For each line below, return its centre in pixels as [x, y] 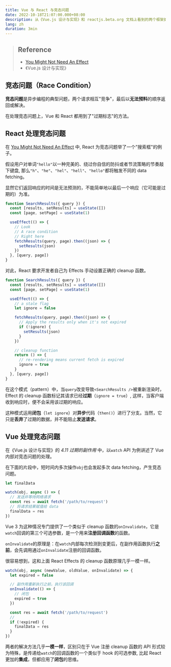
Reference [35, 50]
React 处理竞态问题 [36, 134]
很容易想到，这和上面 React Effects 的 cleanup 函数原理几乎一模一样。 [79, 561]
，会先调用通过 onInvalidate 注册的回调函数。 [57, 550]
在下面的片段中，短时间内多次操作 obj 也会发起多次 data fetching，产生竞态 [83, 467]
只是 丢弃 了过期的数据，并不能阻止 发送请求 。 [52, 419]
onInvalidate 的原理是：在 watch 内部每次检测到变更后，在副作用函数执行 [80, 544]
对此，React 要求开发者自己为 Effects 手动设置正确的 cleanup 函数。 [77, 271]
